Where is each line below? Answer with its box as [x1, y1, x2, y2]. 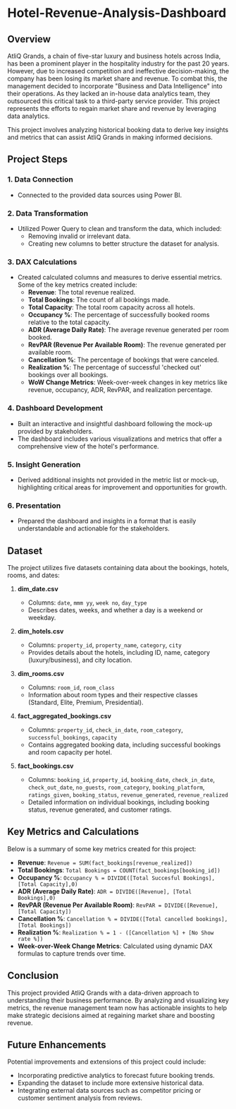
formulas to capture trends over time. [17, 949, 126, 958]
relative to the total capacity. [27, 318, 111, 326]
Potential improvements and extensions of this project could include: [7, 1057, 206, 1066]
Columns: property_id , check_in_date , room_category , [27, 725, 183, 734]
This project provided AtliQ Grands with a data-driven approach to [7, 988, 199, 997]
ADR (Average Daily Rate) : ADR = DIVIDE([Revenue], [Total [17, 886, 192, 895]
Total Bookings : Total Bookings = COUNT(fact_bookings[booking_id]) [17, 865, 221, 874]
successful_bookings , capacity [27, 733, 118, 741]
